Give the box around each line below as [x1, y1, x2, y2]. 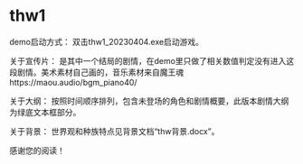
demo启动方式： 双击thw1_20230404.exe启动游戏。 [9, 36, 204, 47]
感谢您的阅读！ [9, 145, 65, 156]
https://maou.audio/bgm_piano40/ [9, 77, 137, 87]
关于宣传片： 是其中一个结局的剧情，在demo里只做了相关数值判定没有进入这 [9, 55, 295, 66]
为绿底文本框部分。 [9, 106, 81, 117]
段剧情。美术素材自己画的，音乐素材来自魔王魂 [9, 67, 184, 77]
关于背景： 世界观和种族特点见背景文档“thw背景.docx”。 [9, 125, 220, 136]
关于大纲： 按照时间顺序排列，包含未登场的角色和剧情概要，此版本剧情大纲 [9, 96, 289, 106]
